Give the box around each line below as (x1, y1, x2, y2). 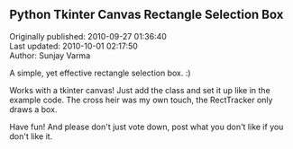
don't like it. (9, 130, 53, 142)
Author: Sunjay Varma (9, 49, 91, 61)
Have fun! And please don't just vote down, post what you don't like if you (9, 121, 284, 132)
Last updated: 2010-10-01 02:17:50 (9, 40, 138, 51)
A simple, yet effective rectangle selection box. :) (9, 67, 191, 78)
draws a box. (9, 103, 58, 115)
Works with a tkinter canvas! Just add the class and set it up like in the (9, 84, 270, 95)
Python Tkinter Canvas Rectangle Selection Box (9, 7, 284, 22)
